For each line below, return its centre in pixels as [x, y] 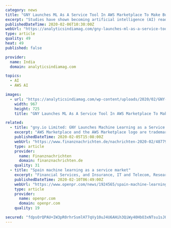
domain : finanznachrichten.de [51, 161]
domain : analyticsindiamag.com [43, 67]
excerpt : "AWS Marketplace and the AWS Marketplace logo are [80, 132]
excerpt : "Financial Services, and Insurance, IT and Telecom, [83, 175]
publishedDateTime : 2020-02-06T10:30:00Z [50, 24]
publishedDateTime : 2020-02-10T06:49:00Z [59, 180]
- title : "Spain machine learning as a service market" [70, 170]
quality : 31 [27, 166]
